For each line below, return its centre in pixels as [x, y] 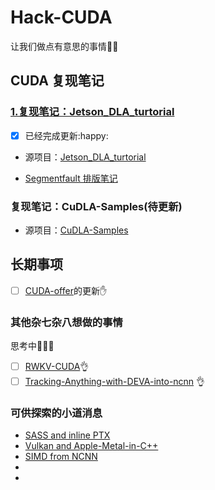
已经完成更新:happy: [66, 135]
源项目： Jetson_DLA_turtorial [85, 157]
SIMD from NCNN [61, 457]
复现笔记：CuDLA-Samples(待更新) [96, 206]
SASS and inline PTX [67, 435]
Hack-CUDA [61, 17]
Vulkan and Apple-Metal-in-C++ [91, 446]
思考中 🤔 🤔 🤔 [32, 346]
